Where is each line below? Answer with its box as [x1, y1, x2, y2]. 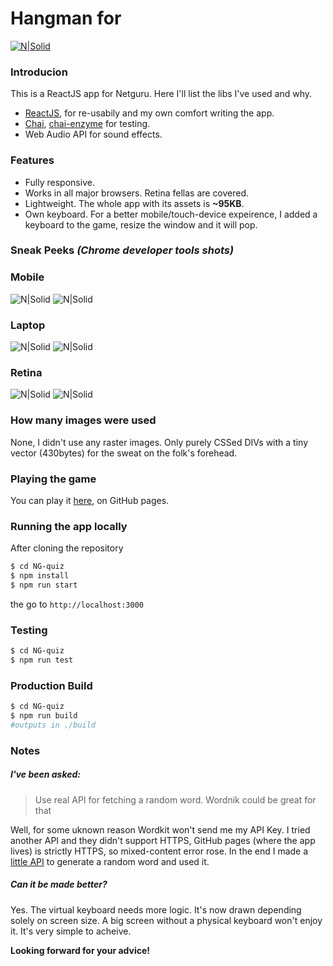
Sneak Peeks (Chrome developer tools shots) [10, 243, 235, 257]
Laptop [10, 318, 46, 332]
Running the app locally [10, 519, 128, 533]
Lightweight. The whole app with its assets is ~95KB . [24, 197, 245, 209]
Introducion [10, 65, 68, 79]
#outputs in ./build [10, 720, 97, 730]
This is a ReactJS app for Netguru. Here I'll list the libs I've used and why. [10, 88, 313, 100]
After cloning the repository [10, 542, 124, 554]
